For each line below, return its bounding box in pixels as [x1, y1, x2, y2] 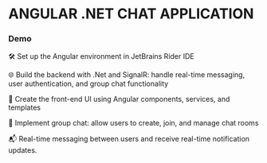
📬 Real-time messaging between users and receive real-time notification [8, 134, 249, 144]
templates [8, 103, 41, 112]
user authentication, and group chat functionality [8, 79, 169, 88]
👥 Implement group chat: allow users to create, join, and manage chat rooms [8, 118, 259, 128]
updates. [8, 146, 37, 155]
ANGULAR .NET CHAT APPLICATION [8, 5, 254, 23]
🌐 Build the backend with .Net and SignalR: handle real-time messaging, [8, 70, 245, 80]
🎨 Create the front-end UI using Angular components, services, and [8, 95, 230, 104]
